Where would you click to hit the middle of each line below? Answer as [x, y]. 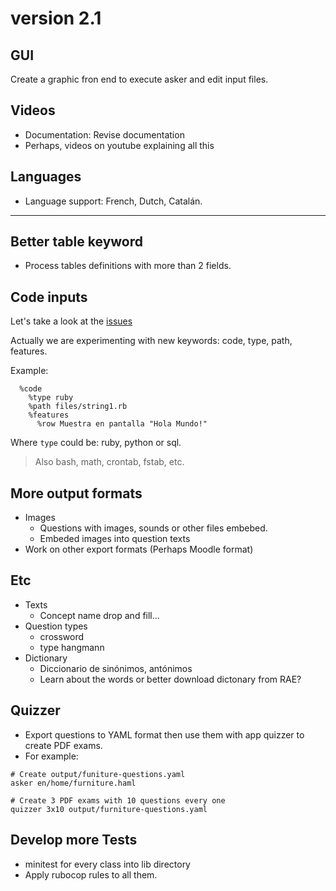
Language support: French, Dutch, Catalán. [113, 201]
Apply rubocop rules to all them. [91, 874]
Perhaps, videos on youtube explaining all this [119, 145]
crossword [62, 636]
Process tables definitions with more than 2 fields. [128, 266]
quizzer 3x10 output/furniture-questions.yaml [109, 809]
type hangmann [72, 647]
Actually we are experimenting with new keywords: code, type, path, [151, 341]
